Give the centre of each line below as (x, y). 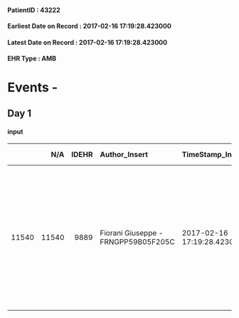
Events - (33, 87)
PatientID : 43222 (34, 10)
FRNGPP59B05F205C (137, 242)
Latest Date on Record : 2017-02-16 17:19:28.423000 (87, 42)
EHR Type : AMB (32, 59)
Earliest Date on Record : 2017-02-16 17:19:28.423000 (90, 26)
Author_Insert (123, 155)
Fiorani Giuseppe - (131, 233)
